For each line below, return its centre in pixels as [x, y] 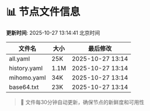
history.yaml [26, 68]
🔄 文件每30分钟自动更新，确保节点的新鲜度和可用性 [82, 102]
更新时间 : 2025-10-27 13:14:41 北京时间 [53, 33]
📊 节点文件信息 [43, 12]
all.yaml [20, 59]
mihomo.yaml [27, 77]
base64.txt [24, 87]
